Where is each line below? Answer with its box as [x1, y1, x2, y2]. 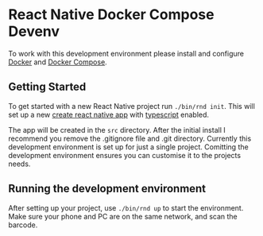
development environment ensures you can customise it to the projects [8, 150, 241, 160]
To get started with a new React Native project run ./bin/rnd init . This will [8, 101, 256, 110]
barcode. [8, 220, 38, 230]
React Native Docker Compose [8, 6, 215, 24]
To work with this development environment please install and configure [8, 48, 245, 58]
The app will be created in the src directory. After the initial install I [8, 125, 226, 134]
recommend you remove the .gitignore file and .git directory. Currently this [8, 133, 252, 143]
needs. [8, 159, 31, 168]
